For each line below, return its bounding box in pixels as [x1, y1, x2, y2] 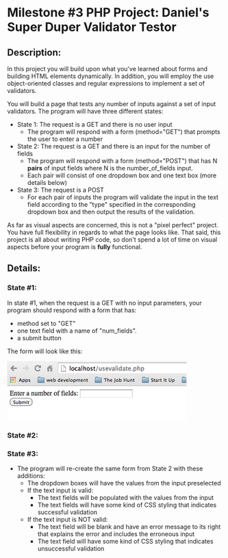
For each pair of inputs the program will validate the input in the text [27, 193, 219, 201]
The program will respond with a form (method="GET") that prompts [27, 128, 220, 136]
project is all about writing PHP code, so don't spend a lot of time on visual [7, 236, 218, 244]
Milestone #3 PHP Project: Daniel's [7, 5, 210, 21]
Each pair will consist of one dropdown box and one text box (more [27, 171, 217, 179]
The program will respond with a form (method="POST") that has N [27, 157, 218, 165]
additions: [16, 471, 46, 480]
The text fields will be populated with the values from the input [37, 493, 214, 501]
